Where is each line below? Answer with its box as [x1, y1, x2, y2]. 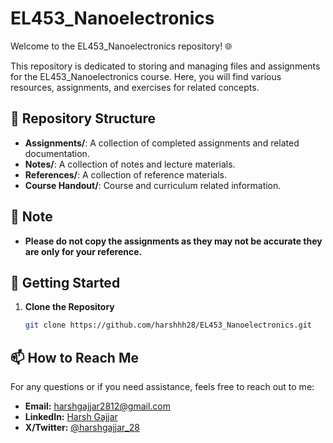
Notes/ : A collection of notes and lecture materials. [24, 158, 236, 170]
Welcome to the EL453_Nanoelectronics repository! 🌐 [10, 40, 233, 52]
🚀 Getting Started [10, 274, 121, 291]
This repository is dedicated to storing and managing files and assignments [10, 60, 321, 72]
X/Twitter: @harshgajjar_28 [24, 422, 140, 434]
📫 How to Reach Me [10, 349, 139, 366]
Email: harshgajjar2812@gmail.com [24, 400, 171, 412]
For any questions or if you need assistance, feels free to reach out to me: [10, 381, 315, 393]
